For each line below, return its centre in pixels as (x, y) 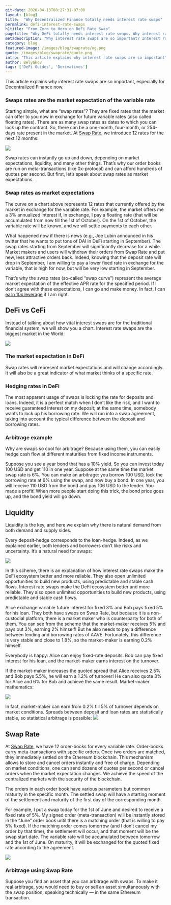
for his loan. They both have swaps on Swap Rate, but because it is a (78, 613)
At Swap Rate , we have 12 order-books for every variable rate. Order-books (84, 747)
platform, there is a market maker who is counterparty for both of (94, 618)
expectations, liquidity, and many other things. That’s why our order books (83, 163)
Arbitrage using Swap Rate (39, 870)
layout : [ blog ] (21, 15)
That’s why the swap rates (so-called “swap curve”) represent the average (83, 278)
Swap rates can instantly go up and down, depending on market (73, 158)
